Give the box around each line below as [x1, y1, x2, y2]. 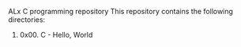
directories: [8, 15, 46, 24]
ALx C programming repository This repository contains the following [8, 7, 233, 16]
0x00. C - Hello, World [19, 31, 93, 39]
